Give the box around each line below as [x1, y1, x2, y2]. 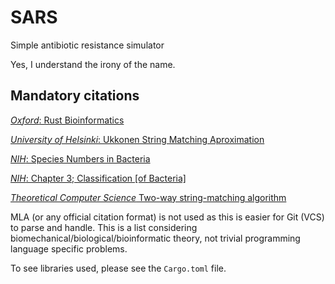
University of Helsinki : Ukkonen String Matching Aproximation [10, 133, 265, 145]
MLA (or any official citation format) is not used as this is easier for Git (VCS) [10, 211, 325, 223]
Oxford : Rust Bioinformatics [10, 114, 125, 126]
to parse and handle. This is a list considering [10, 221, 198, 233]
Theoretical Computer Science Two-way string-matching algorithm [10, 191, 287, 203]
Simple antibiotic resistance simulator [10, 39, 165, 51]
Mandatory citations [10, 87, 140, 105]
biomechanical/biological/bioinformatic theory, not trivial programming [10, 232, 301, 244]
